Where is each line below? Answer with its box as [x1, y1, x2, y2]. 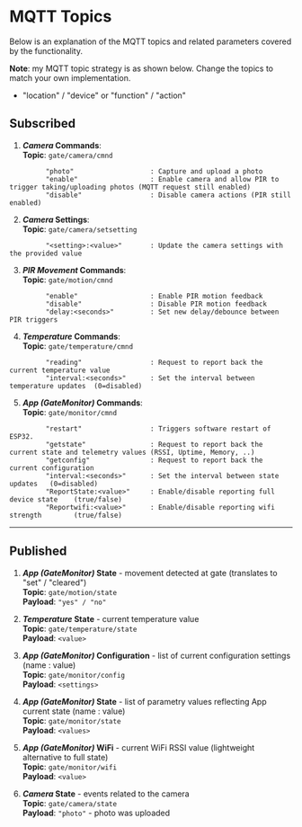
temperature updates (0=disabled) [9, 381, 143, 390]
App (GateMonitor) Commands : [22, 397, 144, 408]
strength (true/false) [9, 511, 123, 520]
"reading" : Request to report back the [45, 358, 263, 367]
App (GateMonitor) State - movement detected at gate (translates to [22, 567, 278, 578]
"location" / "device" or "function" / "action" [22, 90, 187, 101]
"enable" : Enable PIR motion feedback [45, 291, 263, 300]
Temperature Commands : [22, 331, 121, 342]
